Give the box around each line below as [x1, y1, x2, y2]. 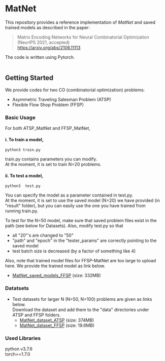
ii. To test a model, [5, 172, 43, 178]
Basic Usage [5, 114, 36, 121]
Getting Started [5, 74, 54, 82]
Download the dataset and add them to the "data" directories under [12, 307, 149, 313]
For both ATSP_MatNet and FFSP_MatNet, [5, 125, 91, 131]
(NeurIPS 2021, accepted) [17, 39, 70, 45]
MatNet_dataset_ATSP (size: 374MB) [19, 317, 95, 323]
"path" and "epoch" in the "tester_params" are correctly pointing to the [12, 238, 157, 243]
